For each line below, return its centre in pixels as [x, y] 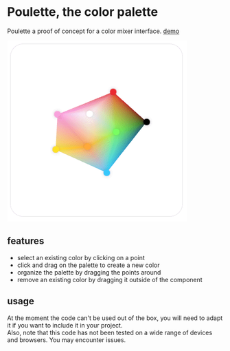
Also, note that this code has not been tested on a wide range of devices [110, 332]
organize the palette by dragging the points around [89, 272]
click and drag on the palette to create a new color [88, 265]
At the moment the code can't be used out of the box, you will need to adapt [115, 318]
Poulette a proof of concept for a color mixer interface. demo [93, 31]
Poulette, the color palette [83, 12]
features [26, 241]
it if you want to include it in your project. [65, 325]
